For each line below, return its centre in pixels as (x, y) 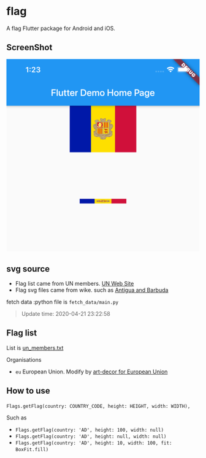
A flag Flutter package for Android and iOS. (61, 28)
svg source (28, 269)
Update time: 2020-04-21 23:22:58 (66, 314)
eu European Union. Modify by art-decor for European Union (91, 372)
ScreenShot (29, 48)
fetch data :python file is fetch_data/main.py (62, 302)
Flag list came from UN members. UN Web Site (74, 284)
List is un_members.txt (35, 348)
